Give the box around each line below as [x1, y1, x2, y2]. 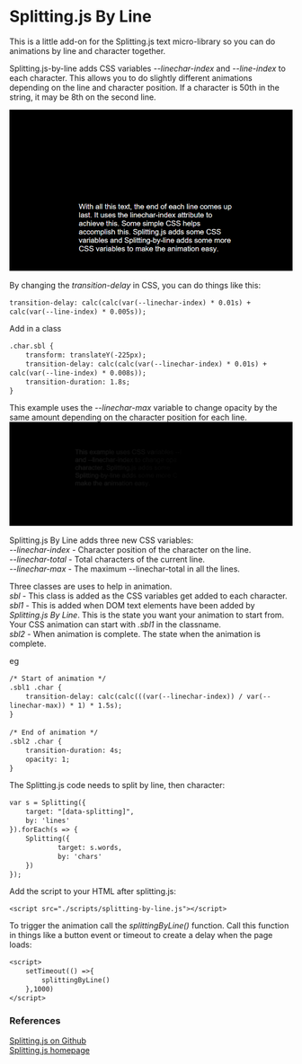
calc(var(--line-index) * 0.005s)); [9, 307, 147, 316]
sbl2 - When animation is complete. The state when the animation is [9, 629, 261, 640]
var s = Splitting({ [9, 798, 87, 808]
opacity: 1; [25, 755, 70, 765]
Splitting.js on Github [9, 1035, 87, 1046]
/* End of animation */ [9, 728, 99, 738]
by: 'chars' [57, 852, 102, 862]
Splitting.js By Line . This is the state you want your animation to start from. [9, 609, 285, 621]
